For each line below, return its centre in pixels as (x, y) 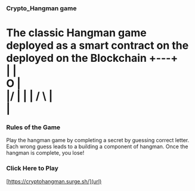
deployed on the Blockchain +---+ (92, 58)
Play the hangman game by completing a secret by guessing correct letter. (98, 140)
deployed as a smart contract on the (97, 46)
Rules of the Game (33, 127)
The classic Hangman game (77, 33)
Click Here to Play (32, 168)
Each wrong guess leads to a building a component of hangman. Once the (97, 146)
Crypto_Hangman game (41, 8)
